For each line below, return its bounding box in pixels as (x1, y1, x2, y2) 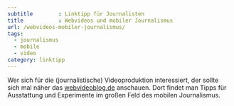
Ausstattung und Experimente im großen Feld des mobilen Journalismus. (7, 90, 220, 99)
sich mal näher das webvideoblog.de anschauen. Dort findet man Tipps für (7, 83, 227, 92)
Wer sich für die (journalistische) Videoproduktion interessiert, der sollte (7, 76, 219, 84)
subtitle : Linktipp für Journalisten (7, 10, 144, 18)
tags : (7, 30, 23, 37)
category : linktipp (7, 57, 65, 64)
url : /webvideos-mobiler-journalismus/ (7, 23, 126, 30)
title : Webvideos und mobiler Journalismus (7, 17, 174, 24)
